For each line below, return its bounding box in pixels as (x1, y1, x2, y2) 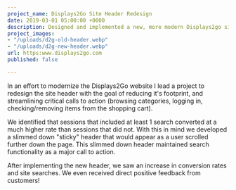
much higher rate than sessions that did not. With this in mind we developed (7, 125, 228, 134)
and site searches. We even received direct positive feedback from (7, 168, 202, 177)
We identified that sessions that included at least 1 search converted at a (7, 118, 217, 126)
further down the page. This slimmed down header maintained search (7, 140, 209, 148)
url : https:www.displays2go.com (7, 50, 102, 57)
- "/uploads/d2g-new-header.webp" (7, 43, 109, 50)
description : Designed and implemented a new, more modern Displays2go (7, 23, 221, 30)
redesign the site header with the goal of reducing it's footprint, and (7, 89, 204, 97)
